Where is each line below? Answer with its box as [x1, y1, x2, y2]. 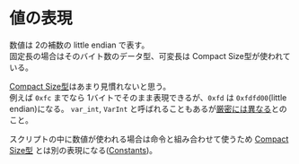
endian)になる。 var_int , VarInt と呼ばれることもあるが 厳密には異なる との [9, 103, 287, 114]
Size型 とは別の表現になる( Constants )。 [9, 144, 158, 155]
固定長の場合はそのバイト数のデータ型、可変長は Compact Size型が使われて [9, 50, 291, 61]
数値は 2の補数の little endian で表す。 [9, 39, 150, 50]
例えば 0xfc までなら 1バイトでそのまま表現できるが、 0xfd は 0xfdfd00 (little [9, 91, 287, 103]
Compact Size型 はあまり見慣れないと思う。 [9, 81, 171, 91]
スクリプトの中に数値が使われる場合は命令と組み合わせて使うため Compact [9, 134, 289, 144]
